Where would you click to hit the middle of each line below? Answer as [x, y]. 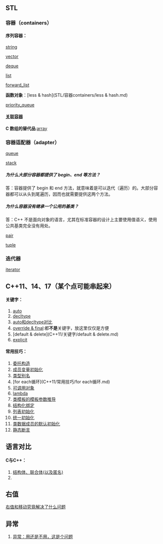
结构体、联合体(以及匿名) [38, 472]
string [12, 47]
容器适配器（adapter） [33, 142]
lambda [20, 393]
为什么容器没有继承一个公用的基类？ [42, 206]
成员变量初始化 [28, 369]
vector [12, 56]
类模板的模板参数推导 [34, 399]
